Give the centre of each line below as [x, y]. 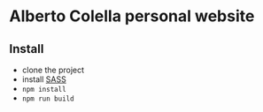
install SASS [44, 79]
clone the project [53, 70]
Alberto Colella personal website [132, 16]
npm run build [48, 99]
